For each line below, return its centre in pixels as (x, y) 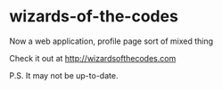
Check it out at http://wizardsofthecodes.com (93, 58)
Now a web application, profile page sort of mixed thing (111, 41)
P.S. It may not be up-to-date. (64, 75)
